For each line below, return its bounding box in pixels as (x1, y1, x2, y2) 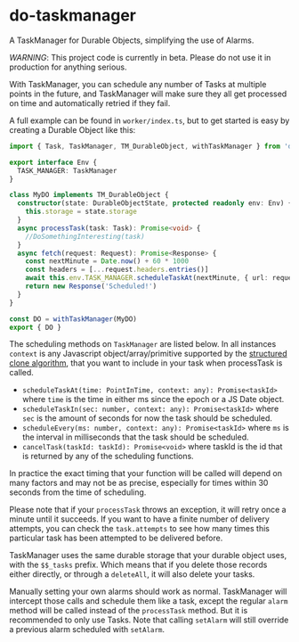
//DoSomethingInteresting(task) (25, 232, 145, 241)
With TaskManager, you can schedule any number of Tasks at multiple (9, 78, 267, 89)
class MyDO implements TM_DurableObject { (9, 191, 169, 200)
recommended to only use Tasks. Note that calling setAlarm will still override (9, 614, 289, 625)
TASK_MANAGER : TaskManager (17, 166, 117, 175)
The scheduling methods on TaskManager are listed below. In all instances (9, 339, 277, 350)
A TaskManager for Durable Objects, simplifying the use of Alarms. (9, 35, 255, 45)
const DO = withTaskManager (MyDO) (9, 314, 138, 324)
